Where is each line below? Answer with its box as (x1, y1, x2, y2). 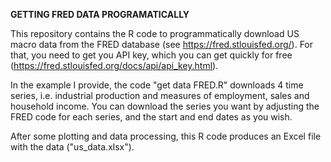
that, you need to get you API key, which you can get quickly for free (10, 49, 293, 61)
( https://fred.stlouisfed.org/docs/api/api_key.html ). (10, 60, 219, 71)
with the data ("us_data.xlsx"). (10, 141, 135, 153)
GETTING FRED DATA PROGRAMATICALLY (10, 9, 190, 20)
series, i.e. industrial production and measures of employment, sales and (10, 90, 310, 101)
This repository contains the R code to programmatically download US (10, 28, 300, 39)
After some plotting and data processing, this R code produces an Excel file (10, 130, 322, 142)
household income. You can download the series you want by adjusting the (10, 100, 320, 112)
